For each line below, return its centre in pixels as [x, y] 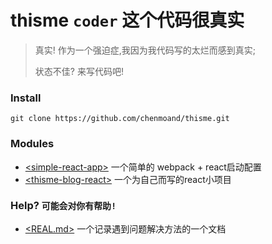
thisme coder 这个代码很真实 [127, 20]
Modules [32, 144]
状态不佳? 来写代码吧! [79, 71]
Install [26, 98]
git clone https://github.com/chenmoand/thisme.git [120, 119]
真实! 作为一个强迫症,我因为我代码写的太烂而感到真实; [145, 50]
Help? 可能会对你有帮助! [63, 206]
